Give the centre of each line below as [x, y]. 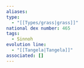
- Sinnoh [22, 39]
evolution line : [26, 45]
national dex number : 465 [38, 28]
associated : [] [25, 56]
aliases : [17, 12]
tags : [13, 34]
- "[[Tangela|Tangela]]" [42, 50]
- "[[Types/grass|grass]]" [45, 22]
